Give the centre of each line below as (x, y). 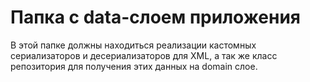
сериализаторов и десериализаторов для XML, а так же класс (144, 55)
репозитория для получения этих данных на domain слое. (134, 66)
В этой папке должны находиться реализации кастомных (133, 45)
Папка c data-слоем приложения (156, 17)
